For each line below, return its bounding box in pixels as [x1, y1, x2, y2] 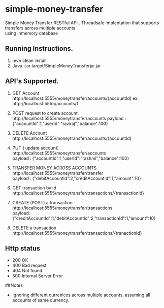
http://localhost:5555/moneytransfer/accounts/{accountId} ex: [12, 95, 139, 101]
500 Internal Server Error [12, 273, 63, 279]
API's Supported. [5, 77, 59, 86]
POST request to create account [12, 110, 78, 116]
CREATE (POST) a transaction [12, 199, 73, 205]
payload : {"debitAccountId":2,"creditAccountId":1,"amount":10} [12, 175, 141, 181]
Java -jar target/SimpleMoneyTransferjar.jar [12, 62, 101, 68]
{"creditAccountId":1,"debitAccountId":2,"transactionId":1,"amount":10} [12, 215, 156, 221]
